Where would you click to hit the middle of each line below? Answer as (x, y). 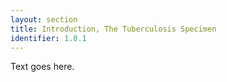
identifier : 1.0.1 (48, 38)
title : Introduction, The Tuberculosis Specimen (113, 29)
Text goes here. (42, 67)
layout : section (44, 19)
